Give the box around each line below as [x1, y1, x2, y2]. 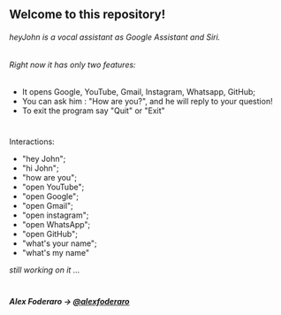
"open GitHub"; [21, 229, 78, 240]
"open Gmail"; [21, 201, 73, 211]
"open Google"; [21, 191, 80, 202]
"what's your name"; [21, 238, 97, 249]
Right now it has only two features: [9, 59, 136, 70]
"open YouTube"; [21, 181, 85, 193]
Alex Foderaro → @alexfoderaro [9, 296, 130, 306]
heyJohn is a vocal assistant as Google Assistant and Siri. [9, 31, 221, 42]
